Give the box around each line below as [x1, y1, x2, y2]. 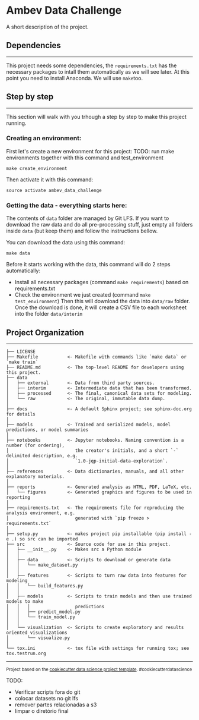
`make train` [6, 359, 38, 365]
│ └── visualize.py [6, 634, 70, 641]
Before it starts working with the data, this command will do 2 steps [6, 261, 171, 268]
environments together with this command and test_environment [6, 154, 164, 161]
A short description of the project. [6, 23, 89, 30]
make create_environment [6, 165, 68, 171]
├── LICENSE [6, 348, 36, 354]
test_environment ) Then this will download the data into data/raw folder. [14, 298, 191, 305]
